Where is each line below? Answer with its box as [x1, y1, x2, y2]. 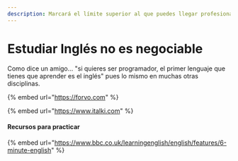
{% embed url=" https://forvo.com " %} [7, 93, 119, 101]
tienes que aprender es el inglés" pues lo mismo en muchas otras [7, 71, 198, 80]
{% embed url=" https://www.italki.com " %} [7, 107, 134, 115]
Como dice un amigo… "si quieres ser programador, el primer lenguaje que [7, 64, 225, 73]
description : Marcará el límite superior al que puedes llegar [7, 10, 198, 18]
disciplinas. [7, 79, 40, 88]
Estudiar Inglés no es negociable [7, 40, 203, 56]
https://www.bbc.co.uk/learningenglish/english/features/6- [54, 138, 227, 147]
